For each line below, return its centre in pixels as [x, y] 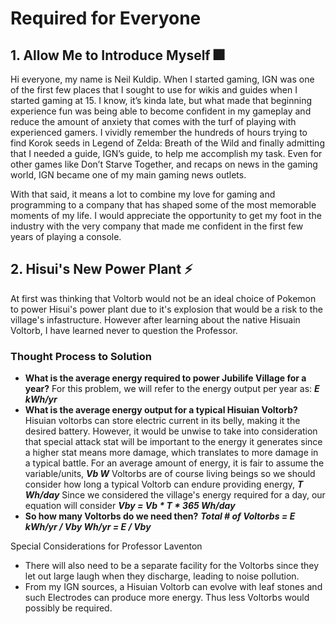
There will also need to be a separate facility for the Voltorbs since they [172, 566]
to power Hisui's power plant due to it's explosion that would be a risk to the [166, 309]
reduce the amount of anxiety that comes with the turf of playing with [153, 121]
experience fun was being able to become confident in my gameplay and [161, 111]
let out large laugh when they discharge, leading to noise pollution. [162, 576]
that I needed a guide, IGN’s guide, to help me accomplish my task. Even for [166, 153]
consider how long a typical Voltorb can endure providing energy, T [164, 484]
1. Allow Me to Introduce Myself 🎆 [117, 55]
